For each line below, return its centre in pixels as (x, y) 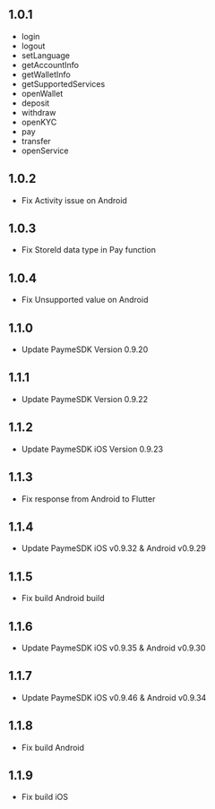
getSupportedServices (63, 83)
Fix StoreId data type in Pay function (88, 250)
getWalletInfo (46, 74)
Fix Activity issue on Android (74, 200)
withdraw (39, 112)
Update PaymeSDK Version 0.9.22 (85, 399)
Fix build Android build (63, 598)
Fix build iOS (45, 797)
